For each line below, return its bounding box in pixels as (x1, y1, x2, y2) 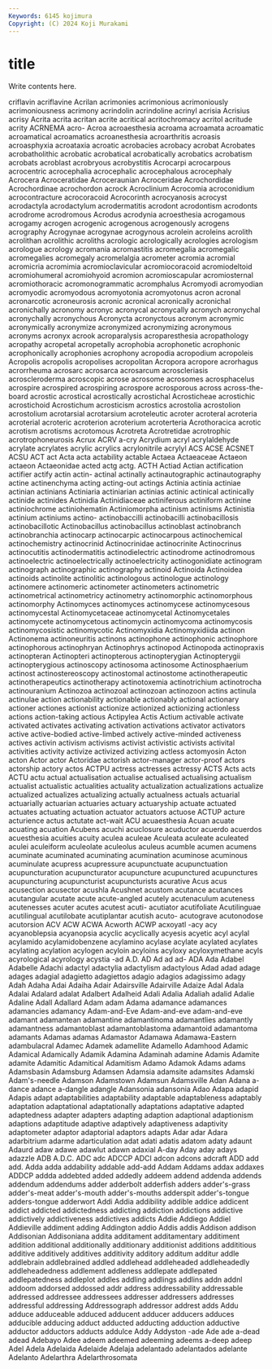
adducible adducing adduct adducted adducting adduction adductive (8, 1318, 240, 1328)
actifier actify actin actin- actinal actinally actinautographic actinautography (8, 469, 261, 479)
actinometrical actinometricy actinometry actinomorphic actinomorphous (8, 591, 253, 601)
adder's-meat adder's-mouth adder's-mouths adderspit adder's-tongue (8, 1188, 250, 1198)
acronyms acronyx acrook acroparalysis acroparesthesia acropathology (8, 331, 249, 341)
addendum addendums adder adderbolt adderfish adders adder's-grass (8, 1179, 251, 1190)
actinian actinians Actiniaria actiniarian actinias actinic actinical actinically (8, 486, 254, 497)
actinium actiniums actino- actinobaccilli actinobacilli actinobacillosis (8, 513, 240, 522)
